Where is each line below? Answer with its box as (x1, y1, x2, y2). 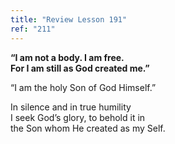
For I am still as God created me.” (10, 62, 150, 74)
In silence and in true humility (10, 101, 132, 113)
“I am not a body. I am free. (10, 51, 125, 63)
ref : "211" (10, 24, 56, 34)
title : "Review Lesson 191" (10, 14, 128, 25)
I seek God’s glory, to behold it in (10, 111, 146, 123)
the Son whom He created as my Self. (10, 122, 166, 134)
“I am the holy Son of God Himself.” (10, 81, 157, 93)
